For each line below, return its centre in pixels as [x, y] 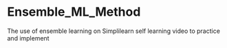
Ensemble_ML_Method [74, 12]
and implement [28, 38]
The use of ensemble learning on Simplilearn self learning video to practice [113, 31]
